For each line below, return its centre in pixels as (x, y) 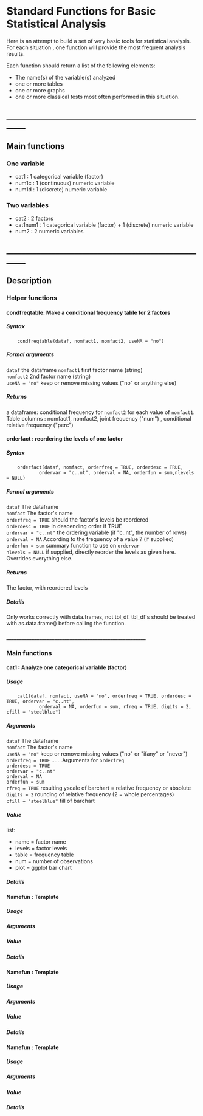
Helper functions (32, 298)
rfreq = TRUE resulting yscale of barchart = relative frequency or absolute (99, 788)
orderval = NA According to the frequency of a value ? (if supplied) (90, 539)
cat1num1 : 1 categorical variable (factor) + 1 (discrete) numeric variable (104, 225)
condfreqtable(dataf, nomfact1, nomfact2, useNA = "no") (91, 341)
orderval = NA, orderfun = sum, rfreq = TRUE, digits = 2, (115, 707)
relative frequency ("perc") (40, 425)
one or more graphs (40, 90)
